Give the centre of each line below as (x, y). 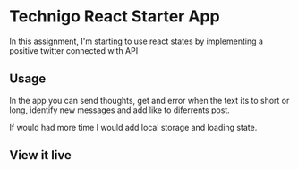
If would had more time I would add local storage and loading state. (133, 127)
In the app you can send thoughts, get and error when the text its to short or (149, 100)
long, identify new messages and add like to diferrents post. (119, 110)
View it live (40, 155)
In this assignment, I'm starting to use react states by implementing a (136, 41)
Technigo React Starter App (115, 17)
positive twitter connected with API (74, 50)
